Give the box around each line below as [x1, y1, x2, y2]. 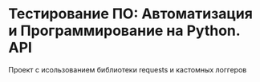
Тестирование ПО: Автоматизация [8, 5, 253, 23]
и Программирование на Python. [8, 21, 241, 40]
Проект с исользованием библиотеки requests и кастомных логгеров [8, 64, 247, 74]
